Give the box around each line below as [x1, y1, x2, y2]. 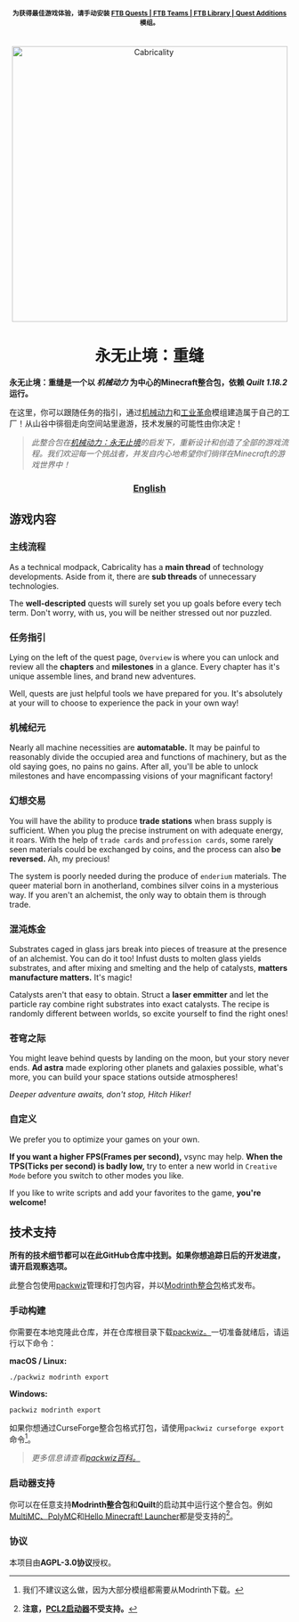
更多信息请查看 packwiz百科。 [30, 1453, 141, 1463]
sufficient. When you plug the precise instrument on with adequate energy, [9, 825, 284, 835]
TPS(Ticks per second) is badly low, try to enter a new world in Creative [9, 1161, 278, 1171]
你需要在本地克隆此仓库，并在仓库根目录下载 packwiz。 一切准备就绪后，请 [9, 1326, 282, 1337]
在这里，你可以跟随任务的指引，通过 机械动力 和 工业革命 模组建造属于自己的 [9, 407, 282, 418]
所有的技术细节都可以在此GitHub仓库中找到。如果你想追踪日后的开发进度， [9, 1250, 286, 1260]
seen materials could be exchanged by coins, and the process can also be [9, 844, 282, 854]
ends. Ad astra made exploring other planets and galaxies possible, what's [9, 1063, 284, 1073]
